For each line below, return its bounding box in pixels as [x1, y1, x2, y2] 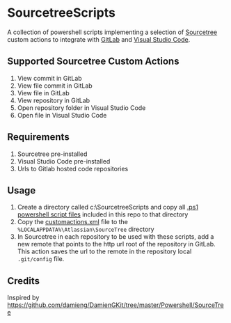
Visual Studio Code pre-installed [17, 157, 111, 165]
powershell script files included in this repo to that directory [17, 210, 189, 219]
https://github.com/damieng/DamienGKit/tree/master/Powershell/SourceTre [7, 301, 224, 309]
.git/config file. [17, 255, 65, 263]
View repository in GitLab [17, 96, 90, 104]
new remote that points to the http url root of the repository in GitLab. [17, 240, 216, 249]
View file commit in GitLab [17, 81, 93, 90]
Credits [7, 275, 40, 287]
